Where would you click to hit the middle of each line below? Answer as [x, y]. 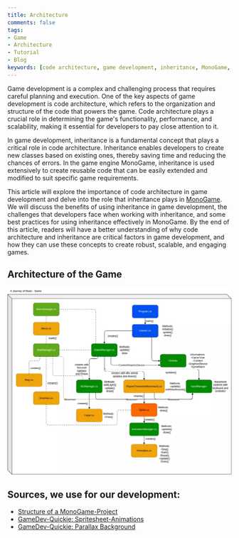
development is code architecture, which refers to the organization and [111, 104]
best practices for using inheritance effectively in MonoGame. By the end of [118, 222]
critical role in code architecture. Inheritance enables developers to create [116, 147]
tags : [15, 30]
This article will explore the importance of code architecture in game [107, 191]
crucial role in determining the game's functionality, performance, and [110, 119]
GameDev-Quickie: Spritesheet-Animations [81, 520]
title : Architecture [38, 15]
